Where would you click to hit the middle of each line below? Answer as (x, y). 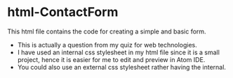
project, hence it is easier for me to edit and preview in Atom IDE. (111, 59)
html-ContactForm (63, 12)
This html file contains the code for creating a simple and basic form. (107, 31)
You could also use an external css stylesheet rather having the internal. (122, 67)
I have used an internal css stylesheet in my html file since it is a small (118, 52)
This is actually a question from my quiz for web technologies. (107, 45)
